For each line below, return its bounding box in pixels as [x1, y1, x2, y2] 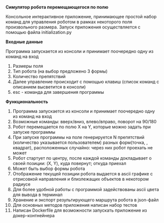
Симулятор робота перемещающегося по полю [5, 4, 109, 10]
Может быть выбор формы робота [12, 166, 85, 171]
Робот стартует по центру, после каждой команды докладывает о [12, 155, 152, 161]
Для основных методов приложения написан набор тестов [12, 202, 137, 208]
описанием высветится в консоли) [12, 84, 86, 90]
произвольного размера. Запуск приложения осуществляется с [5, 24, 140, 30]
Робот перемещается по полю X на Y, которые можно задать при [12, 124, 151, 130]
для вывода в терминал [12, 192, 63, 197]
